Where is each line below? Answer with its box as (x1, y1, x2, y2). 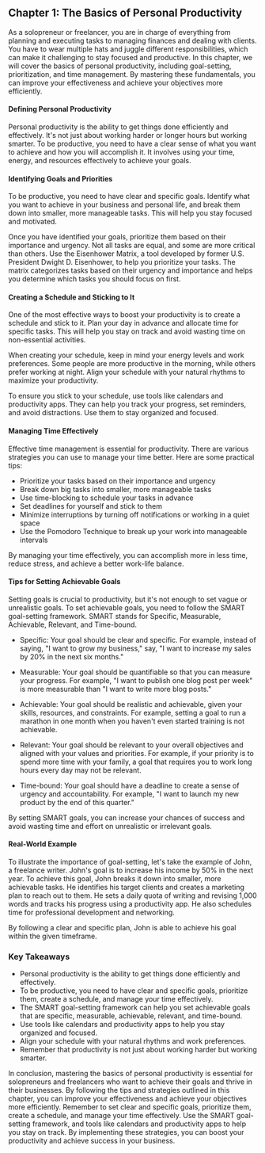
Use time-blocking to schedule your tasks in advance (19, 493, 194, 502)
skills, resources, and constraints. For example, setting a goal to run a (19, 708, 247, 717)
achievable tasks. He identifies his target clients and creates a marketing (8, 883, 245, 892)
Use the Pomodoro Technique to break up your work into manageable (19, 526, 248, 536)
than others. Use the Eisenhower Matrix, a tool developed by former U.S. (8, 249, 244, 258)
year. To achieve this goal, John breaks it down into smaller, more (8, 874, 221, 884)
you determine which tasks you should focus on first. (8, 274, 181, 284)
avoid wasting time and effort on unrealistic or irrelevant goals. (8, 821, 212, 830)
